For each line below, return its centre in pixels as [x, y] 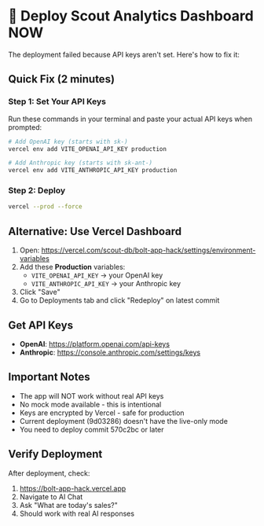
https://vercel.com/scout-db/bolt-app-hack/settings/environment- [148, 250]
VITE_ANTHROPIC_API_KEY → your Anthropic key [106, 284]
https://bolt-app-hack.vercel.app [73, 488]
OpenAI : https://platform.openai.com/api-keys [95, 344]
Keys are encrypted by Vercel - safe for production [102, 413]
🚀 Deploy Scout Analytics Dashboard [131, 16]
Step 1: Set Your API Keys [57, 101]
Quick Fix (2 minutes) [62, 79]
